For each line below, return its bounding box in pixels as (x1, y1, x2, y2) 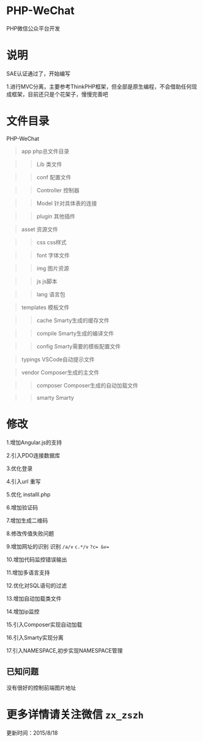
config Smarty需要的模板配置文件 (36, 342, 121, 350)
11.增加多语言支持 (6, 569, 50, 576)
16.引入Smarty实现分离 (6, 634, 64, 641)
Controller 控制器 (36, 186, 79, 193)
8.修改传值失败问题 (6, 530, 54, 537)
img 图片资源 (36, 264, 69, 272)
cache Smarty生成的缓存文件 (36, 317, 110, 324)
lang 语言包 (36, 290, 65, 298)
